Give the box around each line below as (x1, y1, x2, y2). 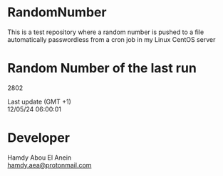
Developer (7, 130, 70, 146)
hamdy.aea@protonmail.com (7, 160, 92, 169)
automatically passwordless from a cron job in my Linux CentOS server (7, 35, 216, 43)
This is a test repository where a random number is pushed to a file (7, 28, 204, 36)
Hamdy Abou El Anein (7, 153, 72, 162)
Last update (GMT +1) (7, 97, 71, 106)
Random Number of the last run (7, 60, 197, 77)
